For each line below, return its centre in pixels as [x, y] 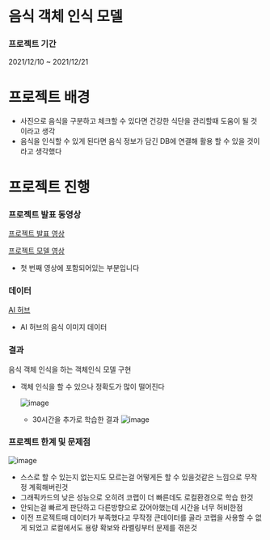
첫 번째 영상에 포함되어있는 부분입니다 [80, 268]
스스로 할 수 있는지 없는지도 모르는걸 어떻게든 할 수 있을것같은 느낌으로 [131, 477]
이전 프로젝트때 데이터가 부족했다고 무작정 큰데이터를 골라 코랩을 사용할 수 [137, 517]
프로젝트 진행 [49, 187]
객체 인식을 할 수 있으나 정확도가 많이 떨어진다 [92, 386]
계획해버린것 [49, 487]
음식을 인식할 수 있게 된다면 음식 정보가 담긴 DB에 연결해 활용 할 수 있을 [132, 141]
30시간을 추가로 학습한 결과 [76, 419]
